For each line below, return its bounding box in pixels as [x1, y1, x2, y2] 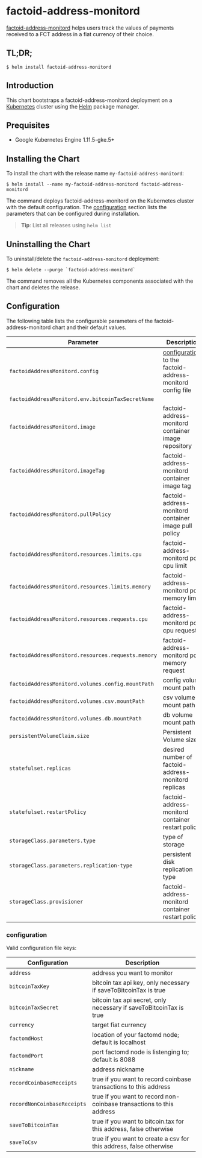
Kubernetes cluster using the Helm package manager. [6, 102, 139, 110]
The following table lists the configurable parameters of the [6, 317, 153, 324]
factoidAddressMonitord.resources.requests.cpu [9, 615, 148, 622]
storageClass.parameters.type [9, 837, 96, 844]
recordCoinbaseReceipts [9, 1080, 78, 1086]
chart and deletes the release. [6, 284, 81, 291]
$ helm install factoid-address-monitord [6, 64, 112, 70]
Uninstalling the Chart [6, 239, 91, 250]
